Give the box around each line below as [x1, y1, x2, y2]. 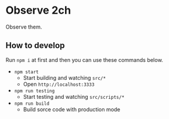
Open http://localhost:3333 [23, 80, 95, 87]
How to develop [5, 40, 65, 51]
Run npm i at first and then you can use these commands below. [5, 56, 164, 63]
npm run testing [14, 87, 55, 94]
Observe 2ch [5, 4, 71, 17]
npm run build [14, 101, 50, 107]
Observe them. [5, 23, 42, 30]
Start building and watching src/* [23, 74, 106, 81]
